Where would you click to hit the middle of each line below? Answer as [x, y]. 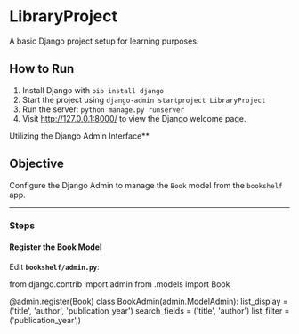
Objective [37, 164]
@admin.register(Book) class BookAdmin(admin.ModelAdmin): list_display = [149, 301]
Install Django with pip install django [93, 90]
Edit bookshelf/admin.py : [54, 266]
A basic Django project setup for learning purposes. [104, 41]
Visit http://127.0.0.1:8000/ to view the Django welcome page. [134, 118]
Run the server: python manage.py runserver [103, 109]
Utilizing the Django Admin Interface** [79, 136]
